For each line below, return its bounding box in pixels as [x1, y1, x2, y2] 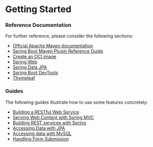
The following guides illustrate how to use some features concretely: [5, 99, 148, 105]
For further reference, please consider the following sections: [5, 33, 133, 39]
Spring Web [12, 59, 37, 65]
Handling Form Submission [12, 135, 69, 142]
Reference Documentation [5, 22, 72, 29]
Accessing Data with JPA [12, 125, 65, 131]
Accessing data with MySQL [12, 130, 72, 136]
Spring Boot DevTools [12, 70, 58, 76]
